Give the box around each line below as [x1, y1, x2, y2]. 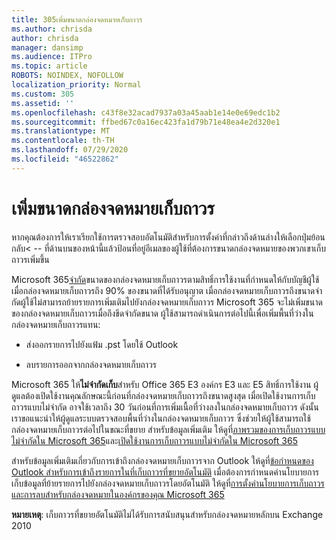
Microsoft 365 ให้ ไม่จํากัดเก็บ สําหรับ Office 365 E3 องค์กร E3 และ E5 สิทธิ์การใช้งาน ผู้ [11, 378, 319, 390]
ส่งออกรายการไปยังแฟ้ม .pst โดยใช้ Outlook [25, 338, 179, 350]
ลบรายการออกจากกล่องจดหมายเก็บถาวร [25, 358, 158, 370]
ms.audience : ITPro [11, 52, 93, 62]
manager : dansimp [11, 42, 84, 53]
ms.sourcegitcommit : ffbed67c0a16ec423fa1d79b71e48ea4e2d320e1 [11, 117, 281, 127]
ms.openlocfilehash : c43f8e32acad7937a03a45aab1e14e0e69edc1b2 [11, 107, 281, 118]
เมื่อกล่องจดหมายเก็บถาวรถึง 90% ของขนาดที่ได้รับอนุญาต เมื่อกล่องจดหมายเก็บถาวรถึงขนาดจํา [11, 284, 323, 296]
